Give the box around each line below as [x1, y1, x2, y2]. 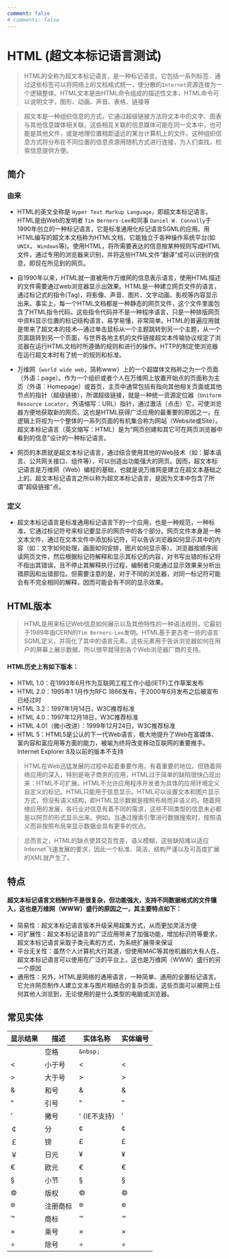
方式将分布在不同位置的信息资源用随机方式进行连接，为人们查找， [29, 138, 216, 146]
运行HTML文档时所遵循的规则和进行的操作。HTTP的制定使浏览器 [35, 342, 219, 350]
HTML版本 [7, 600, 52, 612]
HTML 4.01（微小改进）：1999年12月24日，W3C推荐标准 [16, 722, 176, 730]
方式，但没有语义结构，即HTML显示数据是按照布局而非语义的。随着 [23, 796, 215, 805]
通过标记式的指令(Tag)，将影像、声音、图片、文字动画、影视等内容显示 [16, 291, 218, 299]
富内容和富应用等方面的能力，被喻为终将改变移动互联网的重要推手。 [16, 739, 209, 747]
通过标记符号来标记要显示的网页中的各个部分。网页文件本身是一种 [35, 527, 221, 535]
